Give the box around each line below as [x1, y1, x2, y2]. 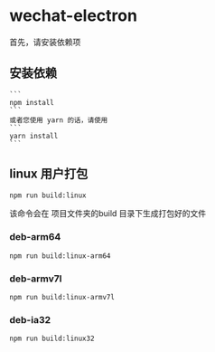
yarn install [9, 131, 59, 140]
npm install [9, 98, 54, 107]
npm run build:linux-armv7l [9, 293, 116, 302]
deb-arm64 [9, 231, 61, 243]
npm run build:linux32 [9, 334, 95, 344]
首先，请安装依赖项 [9, 36, 81, 47]
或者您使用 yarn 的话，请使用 [9, 115, 108, 125]
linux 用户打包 [9, 166, 89, 182]
